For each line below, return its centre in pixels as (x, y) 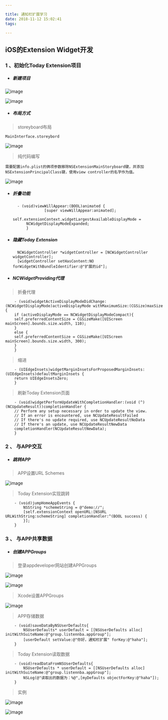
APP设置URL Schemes (41, 473)
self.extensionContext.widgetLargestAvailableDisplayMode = (77, 219)
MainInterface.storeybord (32, 137)
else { (21, 332)
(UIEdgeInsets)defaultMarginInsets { (45, 374)
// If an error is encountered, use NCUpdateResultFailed (76, 415)
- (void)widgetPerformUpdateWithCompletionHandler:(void (75, 402)
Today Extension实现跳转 (44, 494)
